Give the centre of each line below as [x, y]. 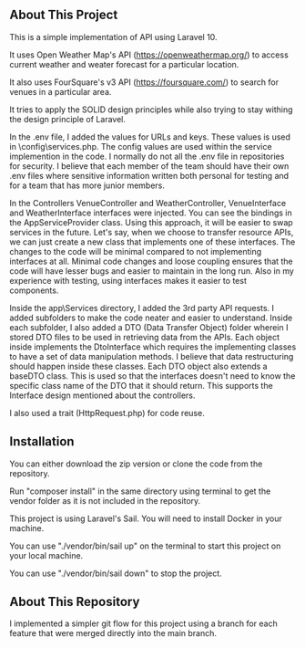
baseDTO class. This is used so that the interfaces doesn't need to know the [152, 376]
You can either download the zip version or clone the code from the [136, 464]
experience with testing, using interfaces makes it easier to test [128, 280]
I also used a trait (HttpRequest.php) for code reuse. [107, 413]
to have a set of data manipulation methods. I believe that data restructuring [152, 356]
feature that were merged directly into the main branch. [113, 633]
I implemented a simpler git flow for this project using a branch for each [143, 623]
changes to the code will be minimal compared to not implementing [136, 251]
